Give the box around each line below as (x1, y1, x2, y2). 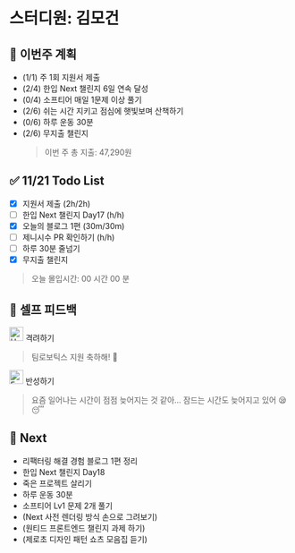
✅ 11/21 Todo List (9, 174, 105, 189)
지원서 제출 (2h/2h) (21, 198, 91, 208)
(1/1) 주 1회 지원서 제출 (21, 72, 101, 82)
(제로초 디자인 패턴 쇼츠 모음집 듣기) (21, 533, 147, 544)
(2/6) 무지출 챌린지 (21, 128, 89, 139)
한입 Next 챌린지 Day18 (21, 466, 105, 477)
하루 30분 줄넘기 (21, 243, 80, 254)
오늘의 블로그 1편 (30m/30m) (21, 220, 125, 231)
